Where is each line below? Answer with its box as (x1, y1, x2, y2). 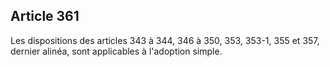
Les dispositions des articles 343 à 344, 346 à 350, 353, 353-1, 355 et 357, (10, 34, 320, 46)
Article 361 (10, 8, 80, 25)
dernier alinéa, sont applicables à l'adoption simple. (10, 45, 223, 57)
